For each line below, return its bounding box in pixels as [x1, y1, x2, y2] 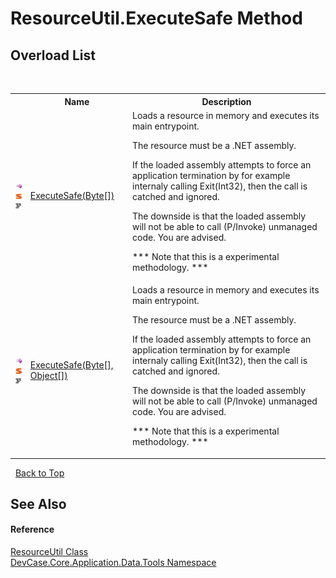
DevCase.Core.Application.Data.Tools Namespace [10, 557, 217, 569]
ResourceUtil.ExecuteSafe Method [10, 7, 303, 30]
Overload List [10, 47, 96, 64]
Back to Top [14, 467, 65, 479]
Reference [10, 523, 55, 536]
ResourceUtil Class [10, 546, 89, 558]
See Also [10, 495, 67, 512]
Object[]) [29, 370, 68, 381]
